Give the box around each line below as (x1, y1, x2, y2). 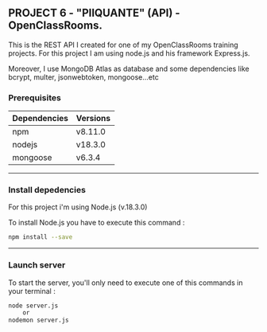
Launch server (8, 260, 66, 271)
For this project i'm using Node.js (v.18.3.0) (8, 202, 148, 212)
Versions (75, 113, 111, 124)
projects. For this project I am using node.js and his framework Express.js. (8, 48, 250, 58)
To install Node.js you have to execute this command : (8, 218, 185, 228)
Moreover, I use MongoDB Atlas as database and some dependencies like (8, 64, 250, 73)
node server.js (8, 302, 59, 310)
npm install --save (8, 233, 73, 241)
